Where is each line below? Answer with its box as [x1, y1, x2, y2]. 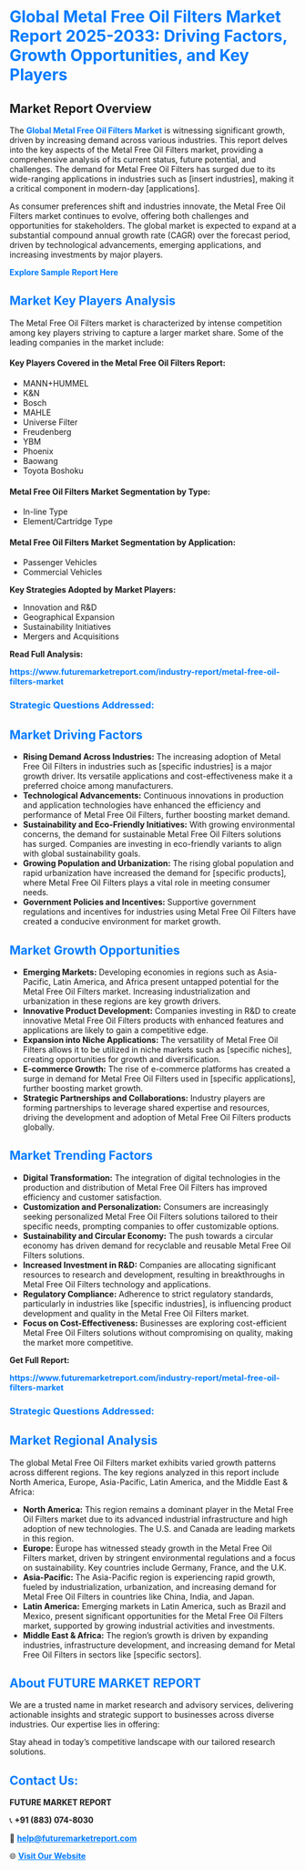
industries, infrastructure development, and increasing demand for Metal [22, 1639, 296, 1650]
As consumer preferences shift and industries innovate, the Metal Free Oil [9, 201, 286, 212]
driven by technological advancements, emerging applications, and [9, 240, 262, 250]
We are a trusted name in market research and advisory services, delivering [9, 1700, 294, 1710]
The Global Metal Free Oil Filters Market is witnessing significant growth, [9, 125, 285, 136]
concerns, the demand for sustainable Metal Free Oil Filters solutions [22, 829, 282, 840]
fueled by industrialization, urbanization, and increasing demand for [22, 1581, 278, 1592]
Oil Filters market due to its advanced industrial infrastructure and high [22, 1514, 289, 1524]
